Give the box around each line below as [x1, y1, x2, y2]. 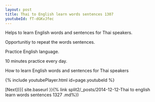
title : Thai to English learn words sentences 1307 [5, 12, 114, 17]
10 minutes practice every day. [5, 58, 68, 64]
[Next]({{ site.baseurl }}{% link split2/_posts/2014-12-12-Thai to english [5, 87, 151, 93]
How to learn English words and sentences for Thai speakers [5, 68, 129, 74]
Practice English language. [5, 49, 59, 54]
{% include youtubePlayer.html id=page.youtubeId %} [5, 77, 115, 83]
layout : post [5, 7, 32, 12]
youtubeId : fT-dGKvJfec [5, 16, 54, 21]
